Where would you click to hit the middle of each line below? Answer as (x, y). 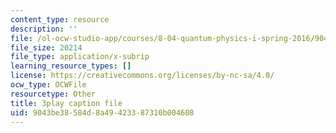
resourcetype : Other (53, 94)
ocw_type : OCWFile (48, 85)
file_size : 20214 (46, 47)
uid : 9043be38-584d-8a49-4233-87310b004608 (102, 112)
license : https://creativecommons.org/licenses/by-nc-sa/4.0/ (142, 76)
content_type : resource (60, 19)
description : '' (44, 29)
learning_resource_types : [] (71, 66)
